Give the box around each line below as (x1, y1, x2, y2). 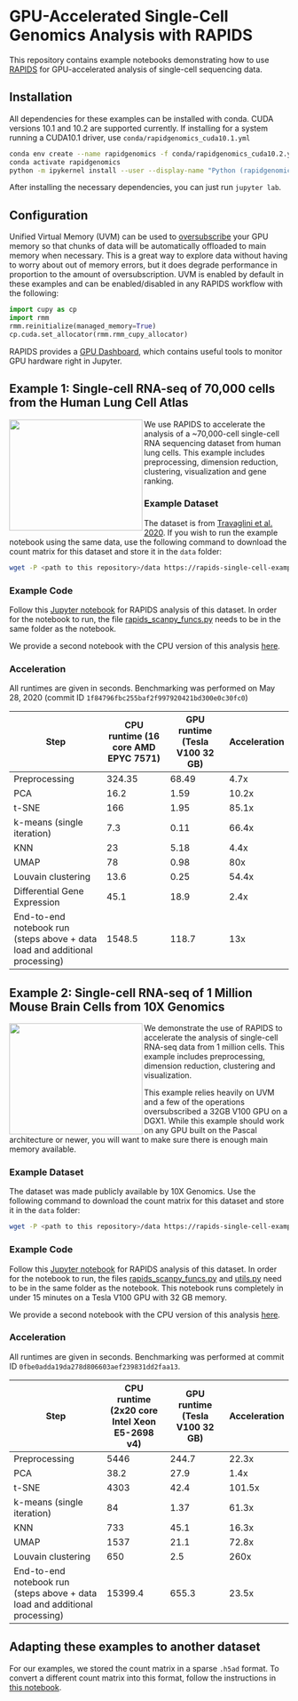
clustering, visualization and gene (144, 466, 267, 476)
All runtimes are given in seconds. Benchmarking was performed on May (9, 683, 276, 694)
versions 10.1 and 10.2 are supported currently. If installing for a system (9, 123, 269, 133)
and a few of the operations (144, 1097, 246, 1107)
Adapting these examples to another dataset (9, 1640, 261, 1655)
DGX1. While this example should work (144, 1115, 285, 1126)
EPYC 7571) (107, 753, 161, 765)
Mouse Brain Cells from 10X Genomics (9, 999, 225, 1014)
